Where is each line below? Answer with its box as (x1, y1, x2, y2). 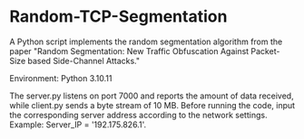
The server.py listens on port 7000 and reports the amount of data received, (9, 90, 294, 101)
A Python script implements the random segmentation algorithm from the (9, 36, 283, 47)
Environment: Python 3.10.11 (9, 72, 113, 83)
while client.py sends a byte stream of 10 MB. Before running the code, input (9, 99, 296, 110)
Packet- (250, 45, 280, 56)
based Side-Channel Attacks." (26, 55, 141, 66)
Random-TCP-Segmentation (9, 6, 228, 27)
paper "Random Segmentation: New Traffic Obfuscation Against (9, 45, 250, 56)
